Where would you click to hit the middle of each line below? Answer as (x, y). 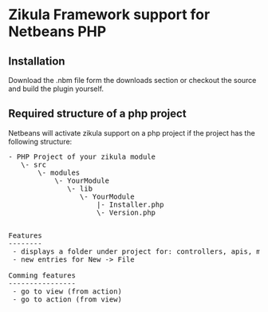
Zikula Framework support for (109, 15)
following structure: (40, 141)
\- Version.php (126, 212)
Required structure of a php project (97, 114)
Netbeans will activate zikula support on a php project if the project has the (132, 132)
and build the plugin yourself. (56, 89)
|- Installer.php (130, 204)
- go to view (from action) (67, 291)
